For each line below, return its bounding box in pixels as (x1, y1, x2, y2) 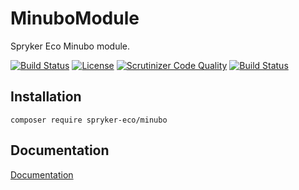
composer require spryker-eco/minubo (10, 115, 168, 125)
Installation (10, 88, 82, 106)
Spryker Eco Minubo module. (10, 40, 131, 52)
